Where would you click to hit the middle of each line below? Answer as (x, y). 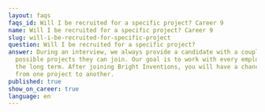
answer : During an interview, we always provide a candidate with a (123, 52)
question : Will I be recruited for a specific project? (102, 45)
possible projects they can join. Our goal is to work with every (127, 60)
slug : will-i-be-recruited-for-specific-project (90, 37)
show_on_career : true (44, 89)
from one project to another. (65, 74)
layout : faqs (30, 15)
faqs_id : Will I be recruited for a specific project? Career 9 (116, 23)
